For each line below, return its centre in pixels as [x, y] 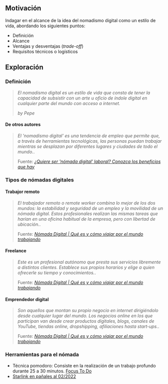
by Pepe [26, 113]
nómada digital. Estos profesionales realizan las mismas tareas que [88, 214]
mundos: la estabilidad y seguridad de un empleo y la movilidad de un [90, 208]
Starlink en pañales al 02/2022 [44, 376]
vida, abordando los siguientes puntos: [45, 26]
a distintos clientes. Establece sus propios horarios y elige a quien [86, 267]
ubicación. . [29, 224]
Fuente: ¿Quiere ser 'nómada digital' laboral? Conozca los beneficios [89, 161]
